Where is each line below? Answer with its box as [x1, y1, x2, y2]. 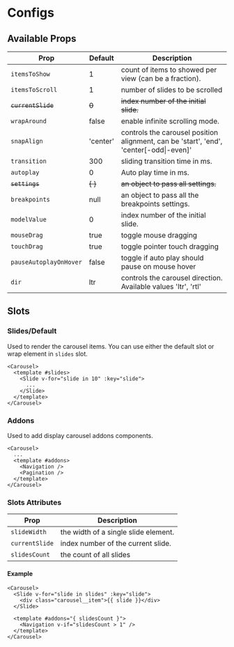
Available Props [7, 33, 77, 45]
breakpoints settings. [120, 199, 190, 208]
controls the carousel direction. [120, 273, 223, 283]
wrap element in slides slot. [7, 350, 88, 358]
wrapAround [10, 117, 47, 125]
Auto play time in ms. [120, 168, 189, 177]
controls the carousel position [120, 127, 219, 137]
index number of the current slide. [60, 538, 172, 548]
